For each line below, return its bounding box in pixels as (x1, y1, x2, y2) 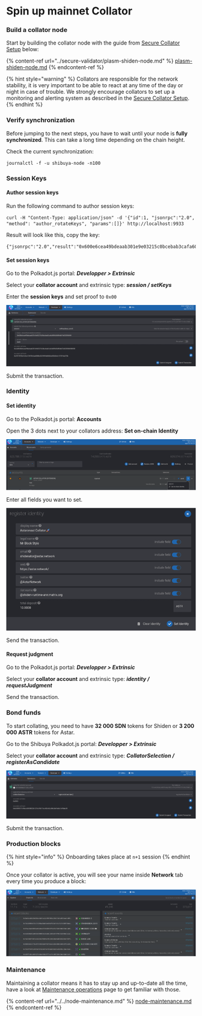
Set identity (6, 402, 36, 410)
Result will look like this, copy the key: (6, 231, 100, 238)
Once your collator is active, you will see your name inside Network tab (6, 871, 183, 879)
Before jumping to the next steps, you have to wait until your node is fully (6, 129, 188, 137)
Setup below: (6, 46, 39, 53)
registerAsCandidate (6, 758, 60, 765)
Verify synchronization (6, 116, 75, 125)
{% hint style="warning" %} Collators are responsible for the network (6, 75, 179, 82)
